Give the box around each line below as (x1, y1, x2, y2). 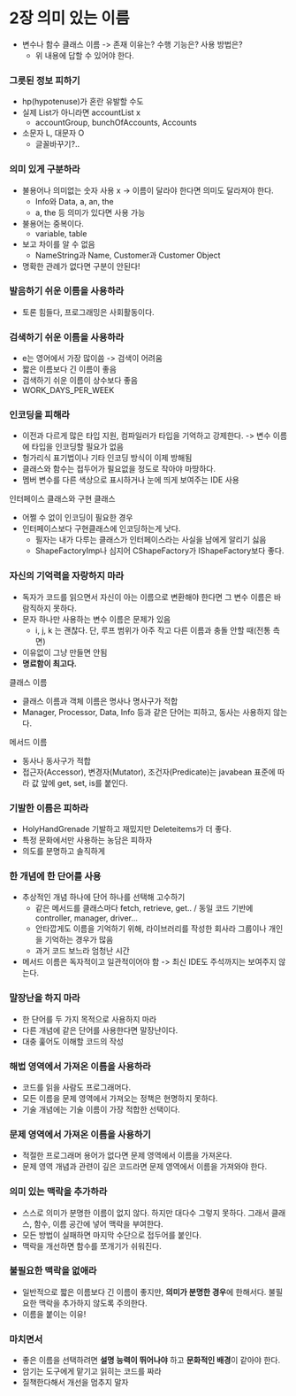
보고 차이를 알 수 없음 (21, 238, 95, 249)
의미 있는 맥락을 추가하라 (9, 1185, 108, 1198)
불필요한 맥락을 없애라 (9, 1265, 97, 1277)
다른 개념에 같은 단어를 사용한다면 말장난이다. (21, 1024, 178, 1036)
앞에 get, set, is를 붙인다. (41, 777, 128, 788)
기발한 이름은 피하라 (9, 802, 89, 814)
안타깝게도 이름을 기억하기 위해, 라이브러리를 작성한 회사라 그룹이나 (34, 923, 267, 934)
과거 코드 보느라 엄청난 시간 (34, 945, 130, 956)
